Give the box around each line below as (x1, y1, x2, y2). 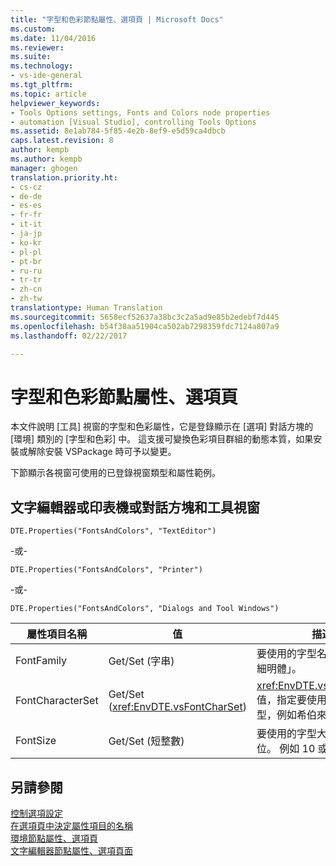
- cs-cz (10, 182, 43, 192)
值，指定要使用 (256, 693, 327, 707)
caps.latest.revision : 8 (10, 136, 114, 146)
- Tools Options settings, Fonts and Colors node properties (10, 107, 271, 118)
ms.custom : (10, 24, 56, 34)
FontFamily (15, 654, 67, 668)
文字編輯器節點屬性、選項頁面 (10, 844, 133, 856)
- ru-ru (10, 266, 43, 276)
